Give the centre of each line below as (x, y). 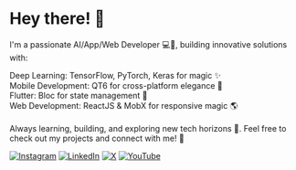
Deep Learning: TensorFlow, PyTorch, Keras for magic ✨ (116, 75)
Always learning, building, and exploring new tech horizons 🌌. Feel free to (148, 128)
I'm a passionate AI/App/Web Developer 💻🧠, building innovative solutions (148, 44)
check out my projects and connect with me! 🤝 (97, 138)
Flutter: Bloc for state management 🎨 (79, 95)
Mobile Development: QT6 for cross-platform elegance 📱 (116, 85)
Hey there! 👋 (57, 19)
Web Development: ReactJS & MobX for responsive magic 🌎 (124, 105)
